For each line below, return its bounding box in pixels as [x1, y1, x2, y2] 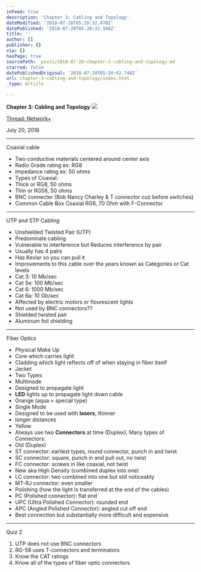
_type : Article [6, 81, 44, 87]
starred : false [6, 64, 44, 71]
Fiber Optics [6, 335, 37, 341]
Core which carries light [14, 353, 74, 359]
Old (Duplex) [14, 442, 47, 448]
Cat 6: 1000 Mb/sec [14, 286, 64, 293]
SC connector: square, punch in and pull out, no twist [14, 454, 147, 461]
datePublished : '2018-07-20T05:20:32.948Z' [6, 25, 117, 32]
